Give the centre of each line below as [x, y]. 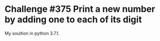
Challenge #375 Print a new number [80, 9]
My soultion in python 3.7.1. [32, 33]
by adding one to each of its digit [73, 20]
